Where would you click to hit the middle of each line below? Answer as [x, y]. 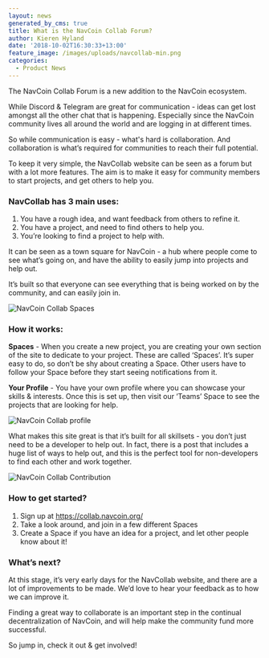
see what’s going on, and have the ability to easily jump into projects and [128, 260]
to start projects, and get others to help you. [81, 180]
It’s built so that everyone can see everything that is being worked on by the [134, 284]
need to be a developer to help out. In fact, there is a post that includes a [128, 445]
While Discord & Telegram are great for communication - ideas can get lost [132, 106]
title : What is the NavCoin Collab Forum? [80, 31]
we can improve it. [39, 597]
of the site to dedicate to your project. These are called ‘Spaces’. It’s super [131, 356]
